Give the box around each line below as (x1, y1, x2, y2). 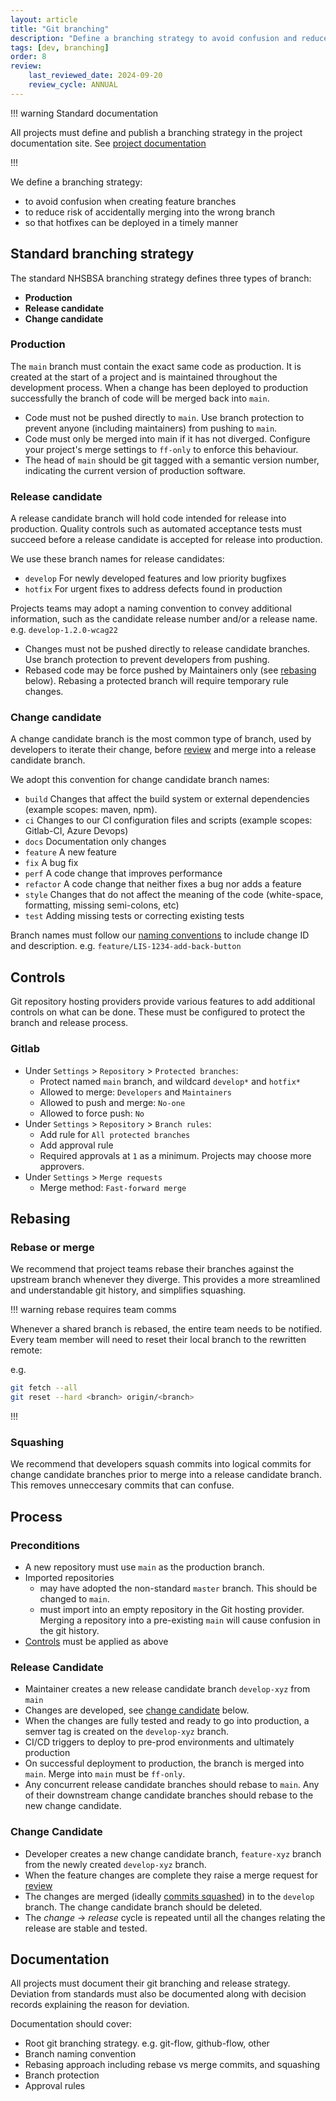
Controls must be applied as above (24, 1635, 169, 1647)
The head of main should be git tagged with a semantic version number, (24, 454, 320, 466)
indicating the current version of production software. (24, 464, 247, 476)
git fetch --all (10, 1383, 78, 1393)
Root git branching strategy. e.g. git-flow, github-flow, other (24, 2037, 270, 2050)
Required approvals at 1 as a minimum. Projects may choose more (39, 1149, 312, 1161)
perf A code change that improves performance (24, 867, 223, 880)
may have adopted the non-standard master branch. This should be (39, 1582, 318, 1594)
